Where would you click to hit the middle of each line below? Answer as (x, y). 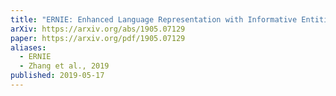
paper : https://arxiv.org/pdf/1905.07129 (98, 38)
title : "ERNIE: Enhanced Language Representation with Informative (154, 19)
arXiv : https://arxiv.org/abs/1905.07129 (98, 29)
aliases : (28, 47)
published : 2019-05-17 (57, 76)
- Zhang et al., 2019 (64, 66)
